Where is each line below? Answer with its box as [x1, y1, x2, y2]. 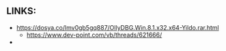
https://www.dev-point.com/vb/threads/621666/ [26, 31, 163, 39]
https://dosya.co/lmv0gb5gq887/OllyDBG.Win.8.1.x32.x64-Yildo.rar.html [16, 23, 219, 31]
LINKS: [6, 5, 37, 17]
